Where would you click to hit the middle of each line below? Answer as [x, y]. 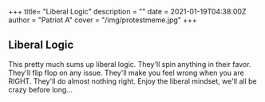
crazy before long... [41, 89]
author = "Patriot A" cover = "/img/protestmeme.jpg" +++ [103, 20]
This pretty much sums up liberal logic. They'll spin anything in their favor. [130, 64]
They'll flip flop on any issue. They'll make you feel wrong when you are [127, 73]
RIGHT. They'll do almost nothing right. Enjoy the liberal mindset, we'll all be [132, 81]
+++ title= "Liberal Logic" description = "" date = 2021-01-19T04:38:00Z [127, 12]
